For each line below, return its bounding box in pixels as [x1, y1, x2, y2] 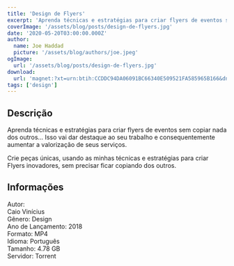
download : [7, 68, 36, 75]
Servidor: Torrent [7, 251, 56, 260]
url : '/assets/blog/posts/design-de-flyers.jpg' [13, 62, 157, 69]
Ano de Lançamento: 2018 [7, 222, 83, 230]
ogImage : [7, 56, 33, 63]
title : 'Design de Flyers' [7, 10, 86, 17]
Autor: [7, 200, 26, 208]
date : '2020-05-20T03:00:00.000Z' [7, 29, 108, 37]
